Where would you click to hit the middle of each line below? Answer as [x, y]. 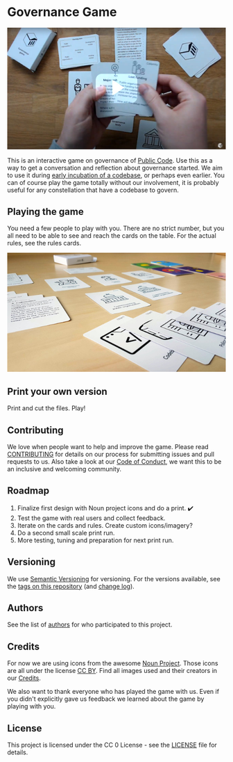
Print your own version [57, 391]
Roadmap [28, 491]
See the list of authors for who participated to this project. [90, 625]
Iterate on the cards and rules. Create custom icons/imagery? [105, 525]
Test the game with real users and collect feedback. [91, 518]
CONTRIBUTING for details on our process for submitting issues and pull [111, 454]
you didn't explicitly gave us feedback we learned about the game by [106, 699]
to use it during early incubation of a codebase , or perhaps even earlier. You [116, 175]
